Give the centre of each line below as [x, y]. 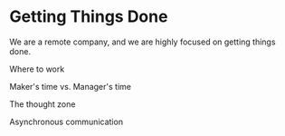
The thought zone [43, 104]
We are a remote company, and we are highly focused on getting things [142, 42]
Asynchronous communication [66, 121]
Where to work [37, 69]
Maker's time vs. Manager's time [70, 86]
